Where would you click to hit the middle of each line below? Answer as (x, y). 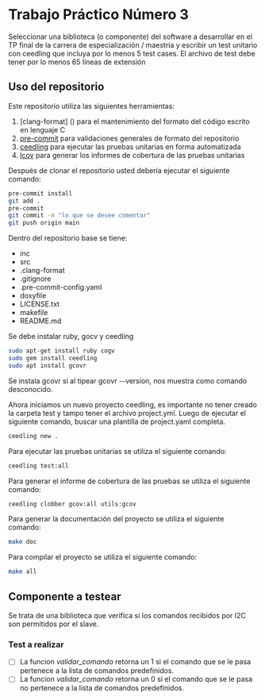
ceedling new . (33, 436)
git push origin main (44, 223)
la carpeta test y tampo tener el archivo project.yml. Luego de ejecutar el (127, 413)
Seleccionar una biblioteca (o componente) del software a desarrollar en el (130, 37)
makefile (34, 313)
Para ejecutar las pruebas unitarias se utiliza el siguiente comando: (118, 451)
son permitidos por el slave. (54, 624)
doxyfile (33, 296)
